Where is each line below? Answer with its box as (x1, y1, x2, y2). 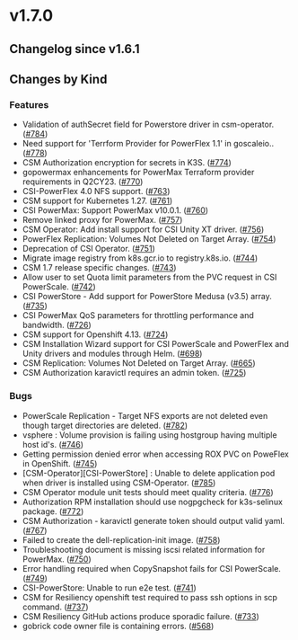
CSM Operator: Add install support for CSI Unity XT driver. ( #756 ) (22, 224, 265, 235)
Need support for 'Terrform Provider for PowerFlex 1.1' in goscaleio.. (22, 138, 275, 149)
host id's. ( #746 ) (22, 439, 83, 449)
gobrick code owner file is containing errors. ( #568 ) (22, 620, 215, 631)
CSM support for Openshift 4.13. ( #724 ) (22, 329, 169, 340)
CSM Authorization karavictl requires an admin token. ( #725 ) (22, 368, 247, 378)
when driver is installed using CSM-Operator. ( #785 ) (22, 477, 216, 488)
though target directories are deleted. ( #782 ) (22, 420, 188, 431)
